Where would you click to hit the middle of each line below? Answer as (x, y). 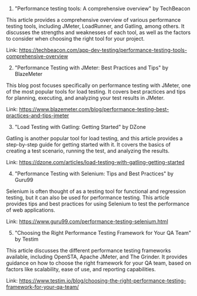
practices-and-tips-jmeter (38, 115)
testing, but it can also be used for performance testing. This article (88, 197)
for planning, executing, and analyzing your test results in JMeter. (85, 98)
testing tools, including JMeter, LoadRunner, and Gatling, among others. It (95, 26)
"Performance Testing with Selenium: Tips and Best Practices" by (94, 174)
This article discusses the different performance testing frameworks (89, 250)
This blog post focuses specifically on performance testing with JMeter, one (98, 85)
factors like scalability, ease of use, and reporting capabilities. (81, 269)
